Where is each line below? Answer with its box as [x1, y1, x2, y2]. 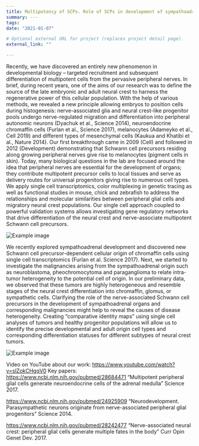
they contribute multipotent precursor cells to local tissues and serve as [6, 170, 182, 177]
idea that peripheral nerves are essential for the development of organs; [6, 164, 182, 171]
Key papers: [47, 367, 77, 374]
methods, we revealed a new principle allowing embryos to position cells [6, 101, 184, 107]
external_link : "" [6, 42, 52, 47]
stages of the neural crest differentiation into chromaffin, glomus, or [6, 288, 172, 294]
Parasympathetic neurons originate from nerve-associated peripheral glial [6, 404, 187, 411]
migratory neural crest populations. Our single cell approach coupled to [6, 202, 181, 208]
